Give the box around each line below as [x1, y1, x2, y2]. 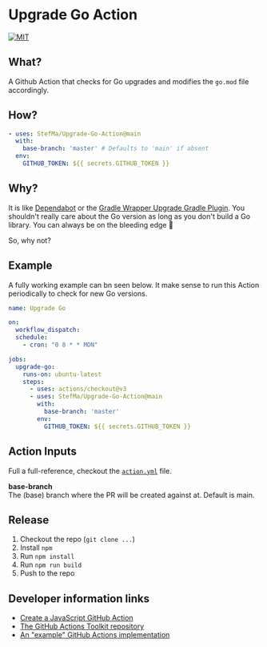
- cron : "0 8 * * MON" [22, 341, 98, 350]
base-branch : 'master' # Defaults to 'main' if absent [22, 144, 209, 153]
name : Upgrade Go [8, 304, 66, 312]
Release [8, 513, 50, 527]
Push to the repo [19, 568, 75, 578]
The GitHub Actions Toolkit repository [19, 621, 145, 631]
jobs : [8, 355, 26, 363]
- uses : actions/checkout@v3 [29, 385, 127, 394]
